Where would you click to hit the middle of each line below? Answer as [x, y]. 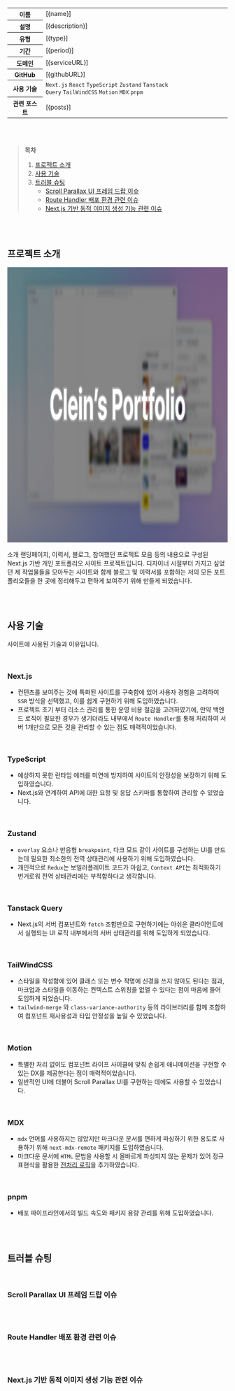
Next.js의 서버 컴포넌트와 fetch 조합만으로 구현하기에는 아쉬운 [102, 924]
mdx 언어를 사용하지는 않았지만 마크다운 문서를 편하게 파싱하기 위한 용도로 [117, 1138]
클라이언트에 [206, 924]
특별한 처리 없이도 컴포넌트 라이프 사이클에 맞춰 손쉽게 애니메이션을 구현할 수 [122, 1064]
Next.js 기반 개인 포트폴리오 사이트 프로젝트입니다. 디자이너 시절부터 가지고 [109, 563]
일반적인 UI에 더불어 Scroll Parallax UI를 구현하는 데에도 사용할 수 [107, 1081]
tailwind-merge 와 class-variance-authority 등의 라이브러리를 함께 [112, 1007]
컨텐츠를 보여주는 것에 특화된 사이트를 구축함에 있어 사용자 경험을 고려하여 [118, 692]
